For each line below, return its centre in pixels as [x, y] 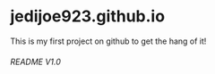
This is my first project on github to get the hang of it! [108, 41]
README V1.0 [36, 62]
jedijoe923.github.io [87, 16]
